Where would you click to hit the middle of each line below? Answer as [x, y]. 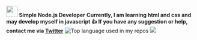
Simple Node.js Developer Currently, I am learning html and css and [105, 15]
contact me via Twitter [35, 31]
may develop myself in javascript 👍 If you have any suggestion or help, [97, 21]
